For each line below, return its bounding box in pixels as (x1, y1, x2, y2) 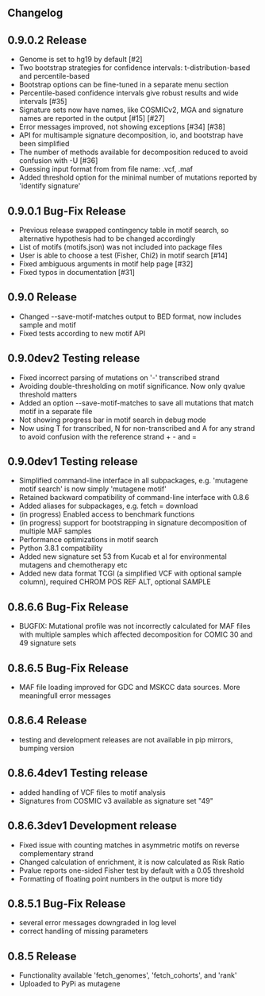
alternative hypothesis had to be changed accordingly (18, 234, 196, 243)
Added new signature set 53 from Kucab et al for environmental (18, 552, 227, 561)
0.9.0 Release (7, 290, 77, 304)
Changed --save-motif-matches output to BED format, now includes (18, 312, 242, 321)
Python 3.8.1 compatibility (18, 544, 103, 553)
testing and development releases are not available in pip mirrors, (18, 734, 233, 744)
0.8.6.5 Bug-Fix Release (7, 661, 129, 675)
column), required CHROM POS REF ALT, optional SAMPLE (18, 577, 211, 587)
